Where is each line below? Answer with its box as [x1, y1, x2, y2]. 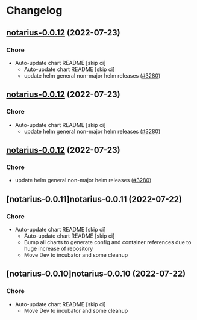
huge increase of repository [23, 245, 93, 252]
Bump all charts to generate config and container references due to [23, 238, 192, 245]
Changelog [6, 4, 63, 17]
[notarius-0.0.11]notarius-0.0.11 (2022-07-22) [6, 194, 183, 205]
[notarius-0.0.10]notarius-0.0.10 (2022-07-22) [6, 269, 186, 279]
